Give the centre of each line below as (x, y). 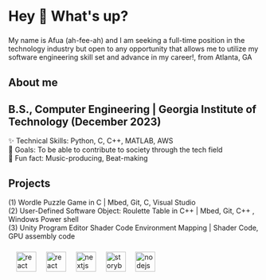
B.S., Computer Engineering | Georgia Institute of (133, 109)
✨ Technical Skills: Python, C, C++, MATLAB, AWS (91, 141)
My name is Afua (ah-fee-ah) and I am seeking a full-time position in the (127, 41)
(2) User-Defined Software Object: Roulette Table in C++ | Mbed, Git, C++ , (131, 211)
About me (33, 82)
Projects (29, 183)
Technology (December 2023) (85, 121)
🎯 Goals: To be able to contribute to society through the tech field (115, 150)
